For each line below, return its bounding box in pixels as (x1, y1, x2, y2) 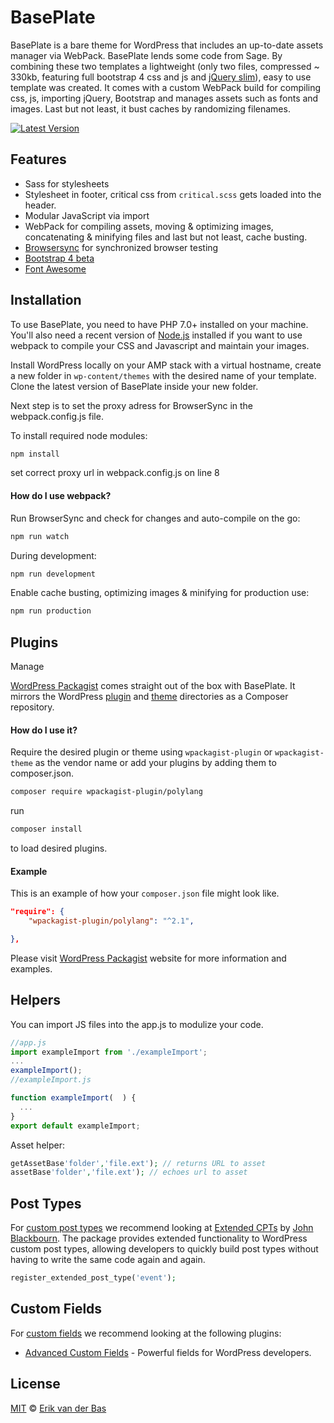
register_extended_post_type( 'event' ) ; (10, 1273, 177, 1283)
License (10, 1376, 61, 1393)
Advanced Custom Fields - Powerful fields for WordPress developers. (24, 1346, 312, 1358)
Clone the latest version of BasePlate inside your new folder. (10, 380, 259, 392)
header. (24, 199, 57, 211)
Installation (10, 292, 82, 309)
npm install (10, 449, 60, 459)
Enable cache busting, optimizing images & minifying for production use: (10, 587, 310, 599)
